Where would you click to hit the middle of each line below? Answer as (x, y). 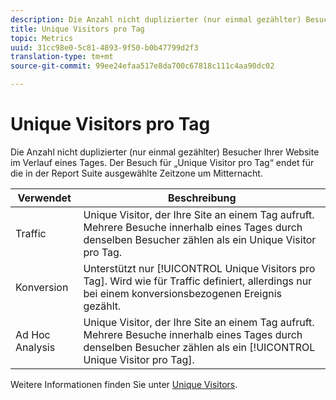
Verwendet (44, 198)
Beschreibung (202, 198)
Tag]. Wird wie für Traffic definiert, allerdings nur (198, 281)
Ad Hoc (33, 334)
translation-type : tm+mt (62, 57)
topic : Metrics (42, 38)
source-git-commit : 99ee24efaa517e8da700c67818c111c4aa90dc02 (142, 66)
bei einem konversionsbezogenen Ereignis (183, 293)
